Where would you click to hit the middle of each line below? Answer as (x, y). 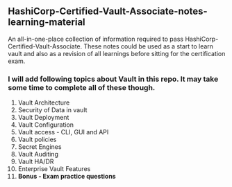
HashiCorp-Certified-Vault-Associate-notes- (108, 11)
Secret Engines (40, 147)
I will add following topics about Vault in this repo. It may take (113, 79)
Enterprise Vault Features (54, 169)
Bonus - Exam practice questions (67, 177)
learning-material (47, 23)
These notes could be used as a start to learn (149, 46)
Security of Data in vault (52, 110)
